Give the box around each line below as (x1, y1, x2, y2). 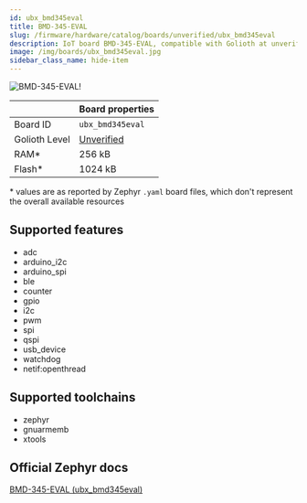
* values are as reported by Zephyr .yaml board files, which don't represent (9, 187, 293, 197)
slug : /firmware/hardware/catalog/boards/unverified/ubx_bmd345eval (9, 30, 276, 39)
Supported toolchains (9, 390, 136, 405)
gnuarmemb (22, 423, 69, 434)
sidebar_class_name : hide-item (9, 56, 129, 65)
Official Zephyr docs (9, 460, 129, 476)
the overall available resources (9, 196, 125, 207)
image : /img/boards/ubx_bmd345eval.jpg (9, 48, 162, 57)
